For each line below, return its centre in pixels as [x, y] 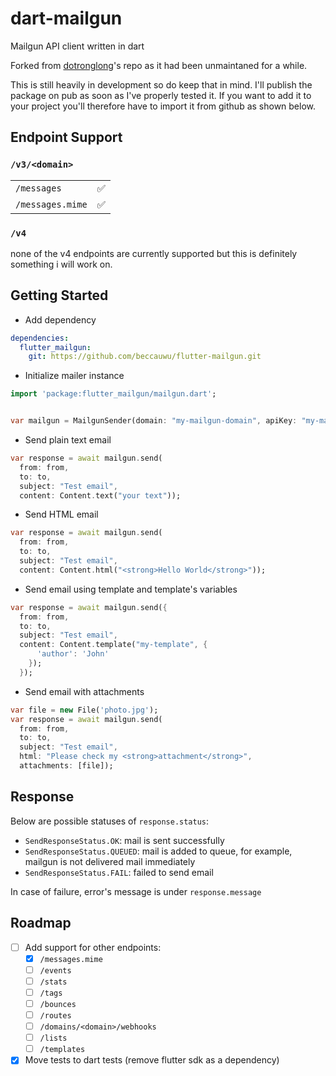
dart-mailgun [66, 18]
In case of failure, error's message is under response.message [136, 891]
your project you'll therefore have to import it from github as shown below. [163, 106]
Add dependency [60, 319]
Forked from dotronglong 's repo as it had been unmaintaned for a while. [159, 65]
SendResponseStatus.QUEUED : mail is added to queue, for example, [158, 851]
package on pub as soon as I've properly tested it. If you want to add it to [161, 95]
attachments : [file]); [66, 766]
